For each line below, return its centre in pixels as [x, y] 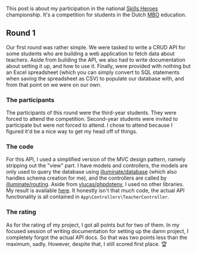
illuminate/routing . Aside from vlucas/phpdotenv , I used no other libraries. [95, 184]
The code [20, 147]
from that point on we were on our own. [54, 85]
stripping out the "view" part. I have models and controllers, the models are [97, 166]
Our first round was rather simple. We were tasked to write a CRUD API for [96, 47]
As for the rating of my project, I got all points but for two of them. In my [93, 225]
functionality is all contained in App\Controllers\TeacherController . [88, 197]
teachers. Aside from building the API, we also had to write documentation [96, 60]
